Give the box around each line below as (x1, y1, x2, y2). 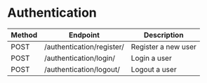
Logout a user (131, 64, 177, 74)
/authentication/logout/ (44, 64, 121, 74)
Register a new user (131, 42, 196, 52)
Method (11, 30, 38, 40)
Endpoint (69, 30, 100, 40)
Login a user (131, 53, 172, 63)
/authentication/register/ (44, 42, 125, 52)
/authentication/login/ (44, 53, 116, 63)
